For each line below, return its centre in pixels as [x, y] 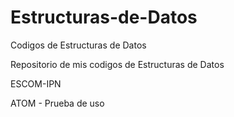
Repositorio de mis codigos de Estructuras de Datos [117, 64]
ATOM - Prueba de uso [57, 103]
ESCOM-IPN [36, 83]
